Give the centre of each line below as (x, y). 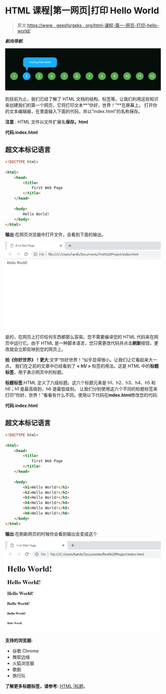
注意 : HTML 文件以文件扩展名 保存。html (47, 122)
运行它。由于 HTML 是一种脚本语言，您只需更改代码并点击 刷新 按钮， (84, 343)
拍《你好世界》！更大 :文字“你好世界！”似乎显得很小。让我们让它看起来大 (79, 360)
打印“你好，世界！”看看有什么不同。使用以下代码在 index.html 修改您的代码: (82, 395)
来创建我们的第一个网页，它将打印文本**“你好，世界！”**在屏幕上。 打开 (79, 105)
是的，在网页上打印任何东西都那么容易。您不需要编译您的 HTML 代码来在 (80, 337)
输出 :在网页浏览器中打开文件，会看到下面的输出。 (56, 235)
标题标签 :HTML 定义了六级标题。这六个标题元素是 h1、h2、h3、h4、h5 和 (80, 383)
